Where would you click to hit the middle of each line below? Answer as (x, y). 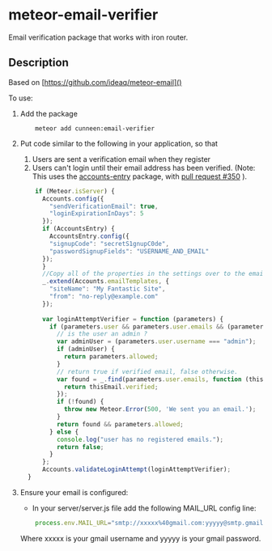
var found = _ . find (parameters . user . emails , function (149, 379)
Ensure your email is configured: (74, 492)
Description (38, 63)
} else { (64, 432)
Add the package (49, 113)
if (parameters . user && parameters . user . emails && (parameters (158, 326)
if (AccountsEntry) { (78, 229)
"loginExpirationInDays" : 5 (97, 214)
